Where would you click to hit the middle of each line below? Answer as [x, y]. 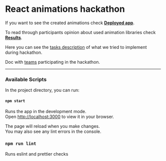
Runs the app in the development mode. [46, 112]
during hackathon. [24, 52]
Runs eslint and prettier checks [37, 154]
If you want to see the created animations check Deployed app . [70, 23]
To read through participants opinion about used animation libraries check [81, 32]
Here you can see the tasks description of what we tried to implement [76, 47]
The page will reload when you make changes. [53, 126]
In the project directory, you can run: [42, 90]
